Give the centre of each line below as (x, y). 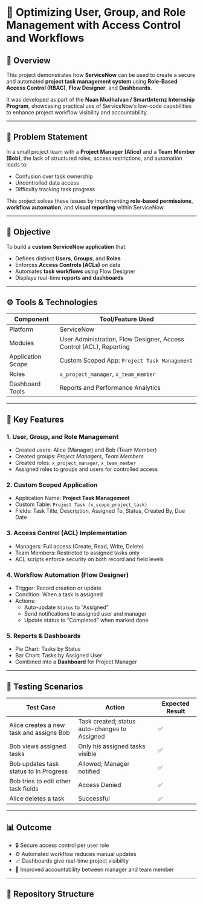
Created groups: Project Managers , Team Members (79, 456)
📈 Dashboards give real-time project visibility (72, 861)
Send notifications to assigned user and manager (85, 614)
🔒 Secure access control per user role (62, 845)
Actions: (25, 601)
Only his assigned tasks (112, 746)
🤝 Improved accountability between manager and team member (94, 869)
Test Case (41, 708)
